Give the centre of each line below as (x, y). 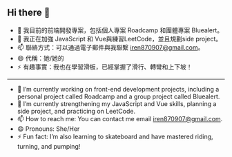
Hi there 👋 (29, 13)
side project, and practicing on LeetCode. (76, 111)
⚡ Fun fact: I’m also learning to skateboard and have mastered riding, (115, 136)
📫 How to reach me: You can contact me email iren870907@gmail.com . (120, 118)
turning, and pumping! (49, 146)
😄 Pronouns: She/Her (48, 129)
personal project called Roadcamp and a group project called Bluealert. (118, 96)
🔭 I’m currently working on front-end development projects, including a (118, 89)
